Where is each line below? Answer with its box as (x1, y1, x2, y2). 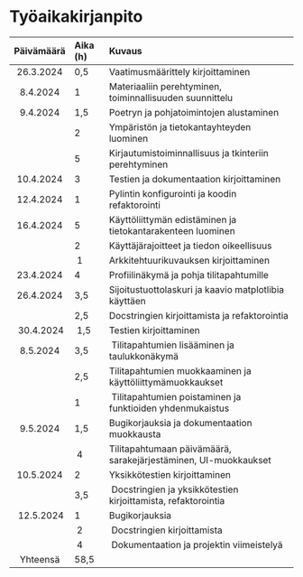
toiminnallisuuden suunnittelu (108, 91, 234, 104)
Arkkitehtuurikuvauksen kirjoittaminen (108, 254, 271, 266)
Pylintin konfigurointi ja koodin (108, 187, 237, 200)
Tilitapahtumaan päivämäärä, (108, 442, 232, 455)
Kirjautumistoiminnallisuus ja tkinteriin (108, 146, 269, 159)
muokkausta (108, 427, 161, 440)
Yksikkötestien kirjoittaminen (108, 468, 232, 480)
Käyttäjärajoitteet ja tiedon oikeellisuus (108, 239, 272, 252)
